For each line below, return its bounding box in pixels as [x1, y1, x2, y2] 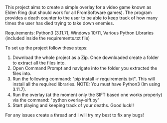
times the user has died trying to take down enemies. [5, 20, 114, 26]
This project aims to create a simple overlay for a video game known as [5, 4, 152, 10]
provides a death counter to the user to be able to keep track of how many [5, 15, 158, 20]
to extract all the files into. [12, 60, 66, 65]
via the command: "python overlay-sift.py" [12, 97, 100, 103]
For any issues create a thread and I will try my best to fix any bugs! [5, 112, 144, 118]
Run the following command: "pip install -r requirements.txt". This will [12, 76, 155, 81]
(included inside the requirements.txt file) [5, 35, 90, 41]
